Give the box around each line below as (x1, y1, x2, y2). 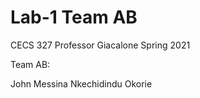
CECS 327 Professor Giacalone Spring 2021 (10, 39, 191, 51)
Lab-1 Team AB (10, 6, 138, 29)
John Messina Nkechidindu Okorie (10, 77, 153, 90)
